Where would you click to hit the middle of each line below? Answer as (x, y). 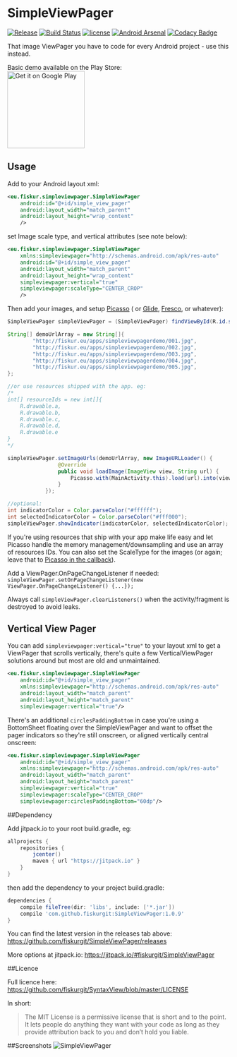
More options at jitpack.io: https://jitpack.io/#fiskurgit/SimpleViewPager (111, 955)
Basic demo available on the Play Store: (65, 67)
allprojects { (28, 841)
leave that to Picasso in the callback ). (62, 560)
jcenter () (47, 854)
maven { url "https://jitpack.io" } (86, 861)
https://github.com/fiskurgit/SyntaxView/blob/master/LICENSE (98, 990)
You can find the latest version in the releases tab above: (90, 934)
